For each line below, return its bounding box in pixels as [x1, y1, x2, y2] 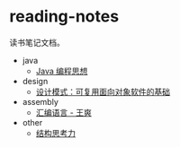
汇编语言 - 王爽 [35, 107, 92, 117]
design [22, 75, 49, 86]
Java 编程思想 [35, 65, 88, 76]
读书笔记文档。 [9, 37, 65, 48]
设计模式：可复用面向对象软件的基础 [35, 86, 171, 97]
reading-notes [9, 6, 120, 27]
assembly [22, 96, 58, 107]
